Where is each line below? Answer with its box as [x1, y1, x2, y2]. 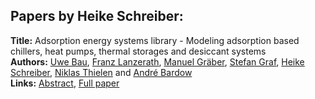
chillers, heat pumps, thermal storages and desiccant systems [10, 45, 267, 57]
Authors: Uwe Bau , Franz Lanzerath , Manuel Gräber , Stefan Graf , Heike [10, 55, 305, 68]
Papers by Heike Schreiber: [10, 8, 184, 25]
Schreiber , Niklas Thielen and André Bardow [10, 66, 193, 78]
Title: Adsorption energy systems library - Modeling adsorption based [10, 34, 300, 46]
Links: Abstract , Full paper [10, 77, 120, 89]
